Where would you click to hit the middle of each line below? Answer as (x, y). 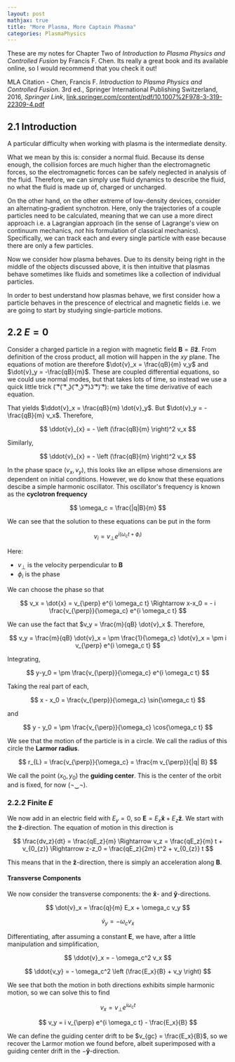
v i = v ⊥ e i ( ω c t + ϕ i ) (118, 536)
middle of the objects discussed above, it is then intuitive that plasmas (109, 267)
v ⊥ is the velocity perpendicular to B (70, 566)
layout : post (26, 14)
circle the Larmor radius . (43, 748)
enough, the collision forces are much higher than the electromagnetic (109, 165)
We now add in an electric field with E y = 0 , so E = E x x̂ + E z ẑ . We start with (115, 819)
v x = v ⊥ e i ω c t (118, 1007)
